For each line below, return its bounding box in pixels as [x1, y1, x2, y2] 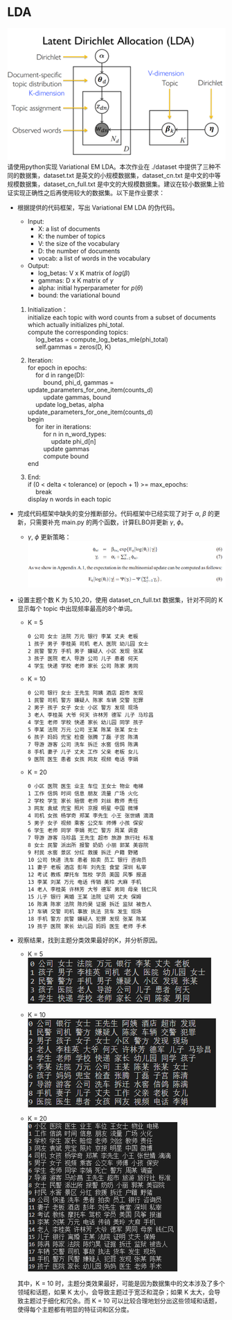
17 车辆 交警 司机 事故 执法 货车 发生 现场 [27, 908, 142, 915]
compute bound [43, 452, 89, 460]
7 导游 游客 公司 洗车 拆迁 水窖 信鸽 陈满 [27, 741, 139, 749]
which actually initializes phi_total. [27, 321, 125, 329]
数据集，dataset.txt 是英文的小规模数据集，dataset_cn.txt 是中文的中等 [19, 172, 221, 180]
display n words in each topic [27, 495, 111, 503]
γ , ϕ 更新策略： [27, 533, 71, 542]
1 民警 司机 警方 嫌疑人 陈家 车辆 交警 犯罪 [27, 697, 144, 704]
